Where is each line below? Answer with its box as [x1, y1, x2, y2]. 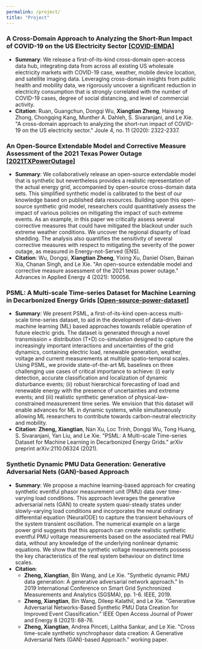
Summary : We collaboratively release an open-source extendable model [14, 171, 196, 178]
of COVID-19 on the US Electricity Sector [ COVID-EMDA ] [6, 42, 175, 50]
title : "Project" [6, 15, 50, 21]
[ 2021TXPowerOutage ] [6, 157, 75, 165]
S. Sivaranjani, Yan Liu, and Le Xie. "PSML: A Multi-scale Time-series [14, 432, 187, 440]
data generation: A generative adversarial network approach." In [24, 578, 184, 585]
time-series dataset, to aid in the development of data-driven [30, 316, 181, 324]
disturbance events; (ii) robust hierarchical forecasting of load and [14, 381, 180, 388]
